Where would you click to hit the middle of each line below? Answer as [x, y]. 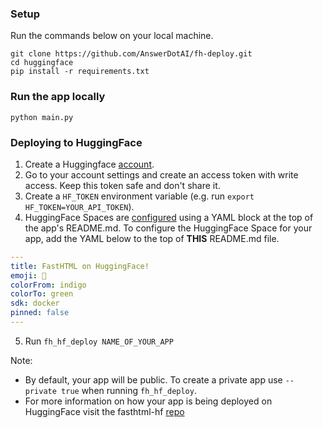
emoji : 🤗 [28, 275]
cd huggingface [42, 63]
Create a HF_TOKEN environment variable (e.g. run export [139, 196]
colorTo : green [42, 294]
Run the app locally [58, 97]
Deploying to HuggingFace [76, 142]
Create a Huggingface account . [89, 164]
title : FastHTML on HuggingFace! [80, 266]
